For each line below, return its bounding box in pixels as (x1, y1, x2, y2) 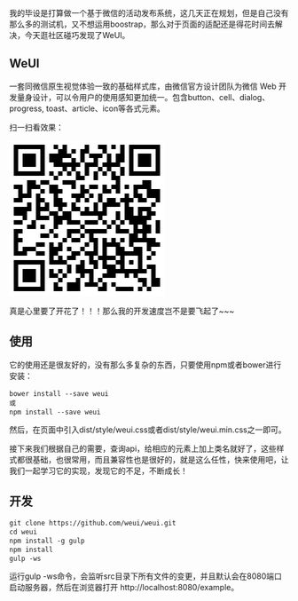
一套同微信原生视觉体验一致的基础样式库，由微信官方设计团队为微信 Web (9, 81, 277, 91)
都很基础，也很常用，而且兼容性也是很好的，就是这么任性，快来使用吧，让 (16, 454, 289, 464)
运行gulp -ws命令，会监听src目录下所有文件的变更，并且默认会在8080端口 (9, 571, 282, 581)
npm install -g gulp (9, 536, 86, 546)
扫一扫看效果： (9, 122, 64, 132)
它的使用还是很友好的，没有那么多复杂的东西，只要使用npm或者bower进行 (9, 359, 282, 370)
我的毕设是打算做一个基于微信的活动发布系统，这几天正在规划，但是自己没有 (9, 8, 289, 18)
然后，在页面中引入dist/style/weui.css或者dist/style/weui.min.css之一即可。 (9, 424, 286, 435)
